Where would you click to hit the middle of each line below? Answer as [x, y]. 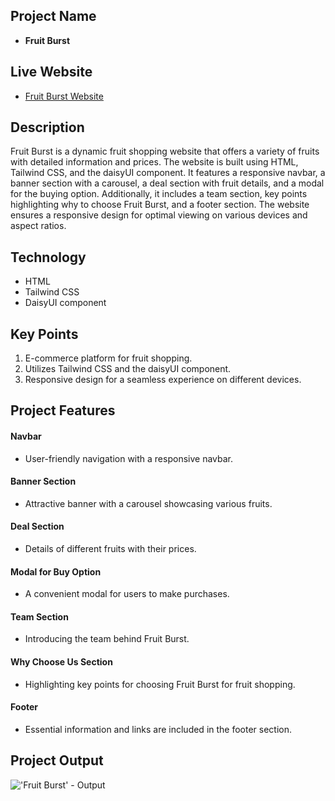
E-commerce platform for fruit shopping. [108, 358]
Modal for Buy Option [56, 571]
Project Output [57, 760]
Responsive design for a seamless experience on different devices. [163, 380]
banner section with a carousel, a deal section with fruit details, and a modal [167, 183]
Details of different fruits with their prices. [110, 549]
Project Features [63, 410]
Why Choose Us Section [61, 662]
